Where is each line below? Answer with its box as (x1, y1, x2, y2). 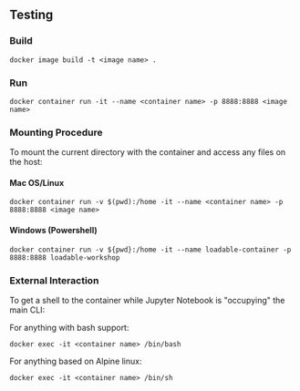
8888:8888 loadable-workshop (9, 252, 120, 262)
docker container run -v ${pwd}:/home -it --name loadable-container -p (9, 245, 292, 254)
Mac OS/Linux (9, 177, 65, 188)
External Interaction (9, 273, 99, 286)
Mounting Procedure (9, 126, 103, 139)
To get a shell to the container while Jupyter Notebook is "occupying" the (9, 294, 285, 305)
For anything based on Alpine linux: (9, 355, 142, 366)
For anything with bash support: (9, 322, 129, 333)
